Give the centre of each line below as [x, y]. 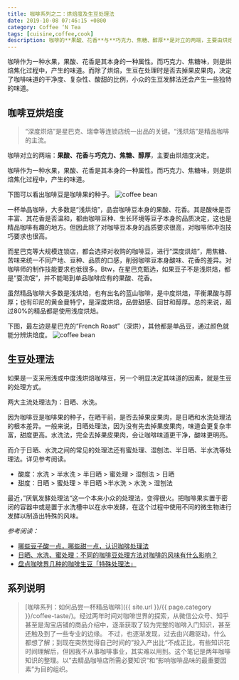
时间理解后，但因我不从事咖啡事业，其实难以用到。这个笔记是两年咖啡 [128, 651]
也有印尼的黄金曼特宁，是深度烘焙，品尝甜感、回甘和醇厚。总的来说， [122, 302]
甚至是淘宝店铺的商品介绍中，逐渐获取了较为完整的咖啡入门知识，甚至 [128, 625]
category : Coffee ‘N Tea [44, 27]
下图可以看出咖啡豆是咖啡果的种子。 [60, 194]
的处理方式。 [26, 387]
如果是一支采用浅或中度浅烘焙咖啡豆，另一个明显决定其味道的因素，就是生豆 [119, 378]
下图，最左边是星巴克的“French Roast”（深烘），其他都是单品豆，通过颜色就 [118, 326]
